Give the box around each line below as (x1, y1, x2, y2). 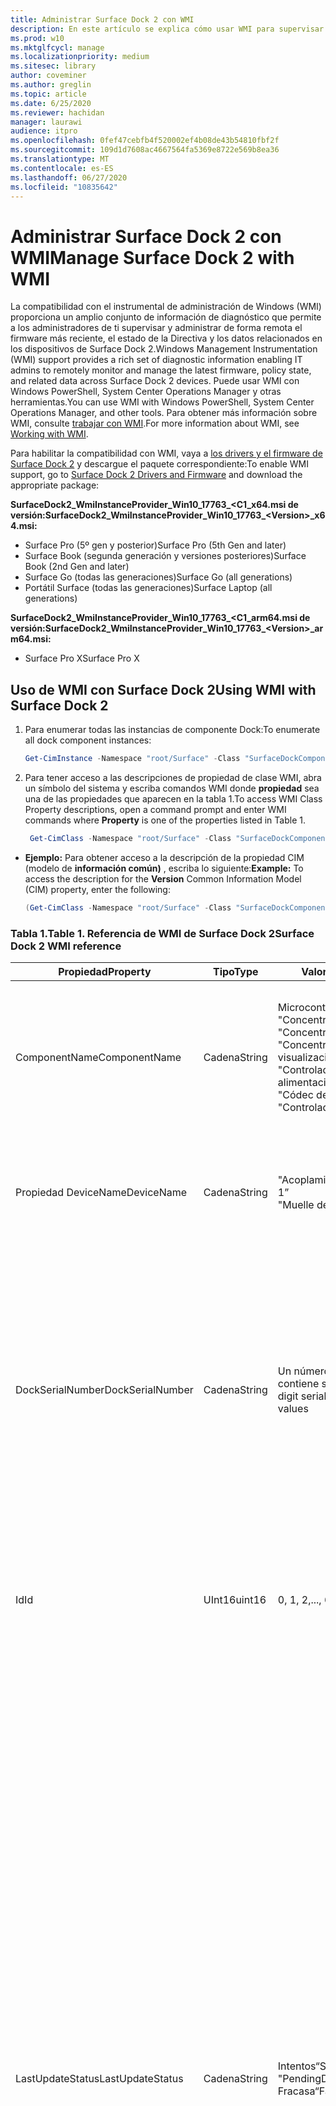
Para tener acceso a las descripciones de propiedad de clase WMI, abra (24, 772, 322, 783)
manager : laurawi (10, 117, 83, 127)
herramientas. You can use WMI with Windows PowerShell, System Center (10, 396, 315, 408)
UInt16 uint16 (203, 1593, 267, 1607)
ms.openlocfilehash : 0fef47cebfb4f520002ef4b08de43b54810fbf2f (10, 136, 280, 146)
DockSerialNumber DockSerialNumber (15, 1383, 194, 1397)
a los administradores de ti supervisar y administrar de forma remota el (10, 322, 303, 334)
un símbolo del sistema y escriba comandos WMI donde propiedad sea (24, 782, 320, 794)
